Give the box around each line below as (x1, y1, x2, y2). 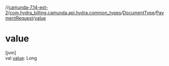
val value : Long (5, 55, 37, 61)
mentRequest (5, 15, 33, 21)
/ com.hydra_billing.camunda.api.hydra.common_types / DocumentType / (8, 10, 156, 16)
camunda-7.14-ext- (8, 5, 48, 10)
